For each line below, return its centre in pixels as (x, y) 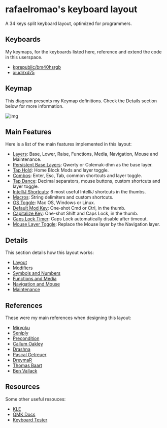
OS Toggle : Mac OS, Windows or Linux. (54, 203)
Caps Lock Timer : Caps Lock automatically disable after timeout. (80, 219)
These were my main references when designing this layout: (68, 318)
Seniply (21, 333)
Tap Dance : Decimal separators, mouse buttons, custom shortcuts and (87, 181)
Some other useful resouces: (36, 399)
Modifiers (23, 268)
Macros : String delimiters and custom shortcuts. (63, 197)
